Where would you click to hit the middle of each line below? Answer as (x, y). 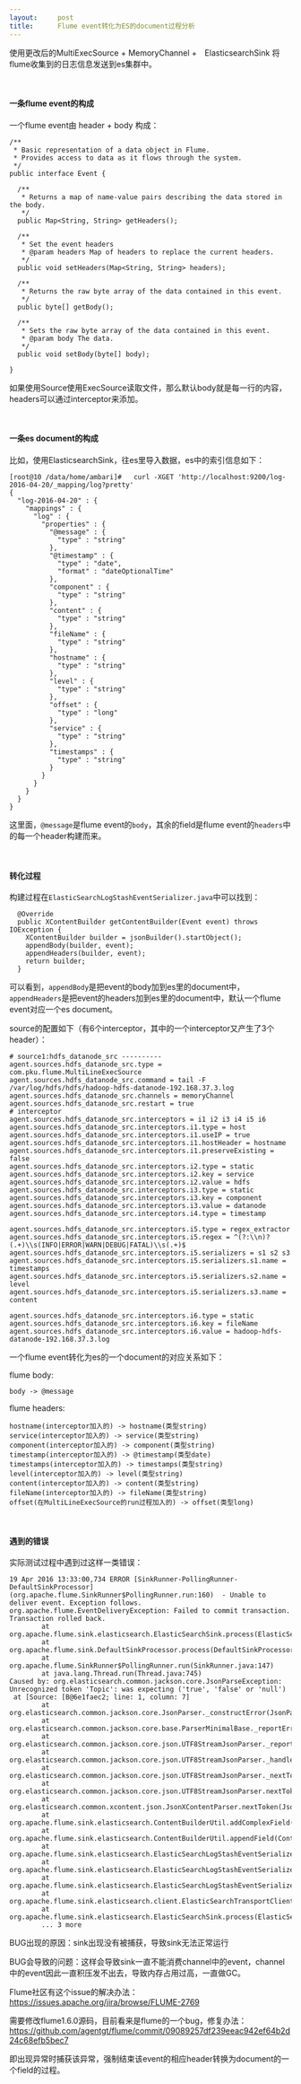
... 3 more (62, 1925)
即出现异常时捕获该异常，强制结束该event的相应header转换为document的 (146, 2059)
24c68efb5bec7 (39, 2040)
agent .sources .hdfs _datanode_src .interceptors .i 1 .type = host (128, 1127)
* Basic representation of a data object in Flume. (112, 150)
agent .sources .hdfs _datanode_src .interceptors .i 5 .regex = (120, 1238)
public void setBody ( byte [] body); (84, 354)
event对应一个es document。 (64, 1010)
